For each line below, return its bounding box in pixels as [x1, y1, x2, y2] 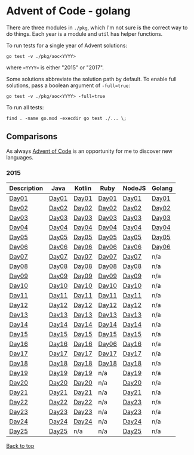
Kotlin [74, 184, 92, 192]
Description [9, 184, 44, 192]
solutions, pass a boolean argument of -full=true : [6, 82, 130, 89]
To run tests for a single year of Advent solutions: [6, 42, 127, 49]
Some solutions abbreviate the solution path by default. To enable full [6, 75, 177, 82]
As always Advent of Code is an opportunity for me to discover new [6, 147, 173, 155]
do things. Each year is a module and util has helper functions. [6, 30, 163, 37]
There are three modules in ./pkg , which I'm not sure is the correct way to [6, 24, 188, 31]
